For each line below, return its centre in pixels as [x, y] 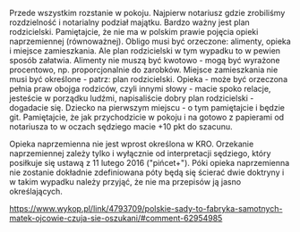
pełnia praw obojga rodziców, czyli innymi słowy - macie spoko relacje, [140, 89]
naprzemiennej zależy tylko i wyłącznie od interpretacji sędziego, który [140, 153]
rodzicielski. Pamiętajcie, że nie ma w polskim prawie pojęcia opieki [134, 32]
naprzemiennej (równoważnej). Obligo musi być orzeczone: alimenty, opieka [150, 41]
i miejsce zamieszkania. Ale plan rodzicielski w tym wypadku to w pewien [145, 51]
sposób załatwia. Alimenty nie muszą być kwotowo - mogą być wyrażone [145, 60]
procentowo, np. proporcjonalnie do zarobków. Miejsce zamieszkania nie [144, 70]
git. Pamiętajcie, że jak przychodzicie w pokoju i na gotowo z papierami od [147, 117]
